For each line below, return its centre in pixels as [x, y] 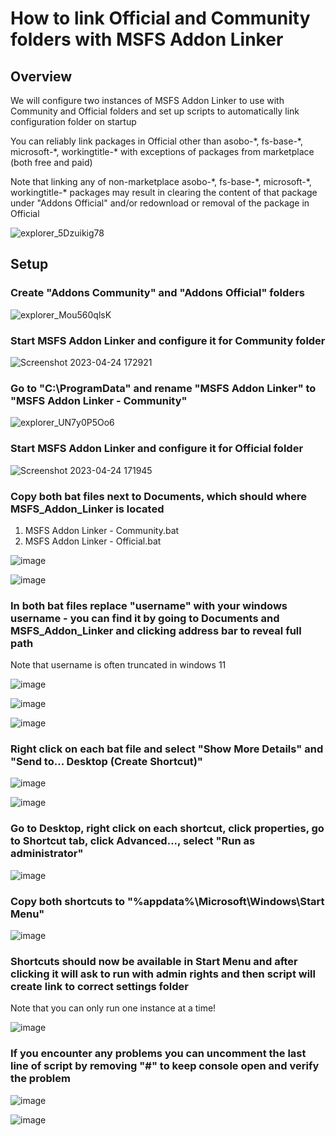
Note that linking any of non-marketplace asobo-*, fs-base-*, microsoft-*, [161, 181]
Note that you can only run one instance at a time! [113, 1008]
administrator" [47, 854]
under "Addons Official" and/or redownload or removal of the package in [160, 203]
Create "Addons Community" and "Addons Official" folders [157, 293]
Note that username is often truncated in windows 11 [118, 665]
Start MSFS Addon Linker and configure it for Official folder [157, 449]
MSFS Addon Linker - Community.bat [102, 530]
